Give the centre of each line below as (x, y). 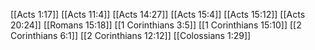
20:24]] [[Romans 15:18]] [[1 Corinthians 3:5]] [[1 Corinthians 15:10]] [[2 (156, 25)
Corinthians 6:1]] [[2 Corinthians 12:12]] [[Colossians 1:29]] (131, 35)
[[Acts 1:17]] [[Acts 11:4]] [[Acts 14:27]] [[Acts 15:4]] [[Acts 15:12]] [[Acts (158, 14)
